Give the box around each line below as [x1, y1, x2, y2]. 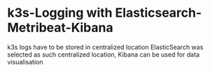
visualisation [7, 57, 43, 66]
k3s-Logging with [7, 5, 113, 21]
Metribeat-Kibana [7, 20, 113, 36]
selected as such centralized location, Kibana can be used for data [7, 50, 199, 59]
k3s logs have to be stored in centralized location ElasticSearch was [7, 43, 204, 51]
